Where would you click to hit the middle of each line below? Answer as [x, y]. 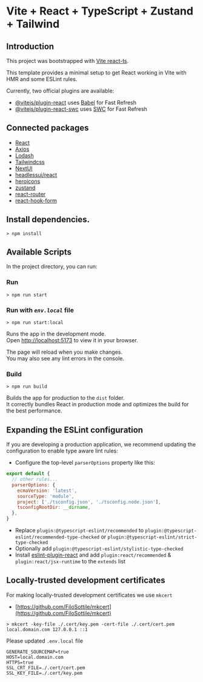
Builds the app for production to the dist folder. [65, 398]
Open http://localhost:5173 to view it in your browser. [72, 340]
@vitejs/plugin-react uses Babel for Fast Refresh [76, 102]
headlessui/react [36, 174]
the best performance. [34, 411]
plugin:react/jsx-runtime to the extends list [70, 561]
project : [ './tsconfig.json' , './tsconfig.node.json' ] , [89, 502]
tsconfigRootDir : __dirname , [54, 508]
